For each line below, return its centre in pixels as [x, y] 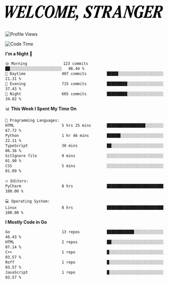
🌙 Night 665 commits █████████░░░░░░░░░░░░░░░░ [84, 94]
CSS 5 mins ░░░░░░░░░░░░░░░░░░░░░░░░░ [84, 166]
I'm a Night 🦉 [19, 54]
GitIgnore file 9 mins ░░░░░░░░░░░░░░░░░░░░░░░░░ [84, 156]
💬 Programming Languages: [32, 121]
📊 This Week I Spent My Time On [41, 109]
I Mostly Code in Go [26, 222]
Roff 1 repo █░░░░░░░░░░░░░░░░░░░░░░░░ [84, 262]
